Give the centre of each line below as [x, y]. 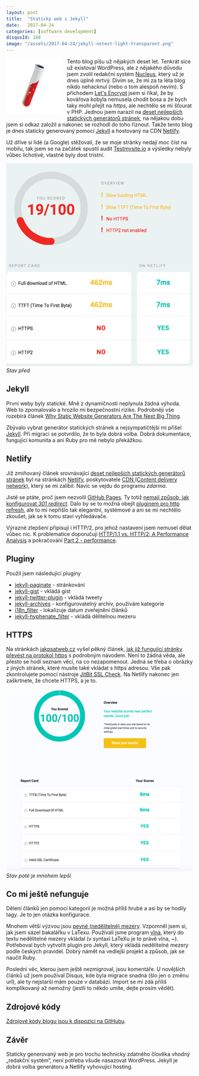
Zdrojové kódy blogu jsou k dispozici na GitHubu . [66, 1021]
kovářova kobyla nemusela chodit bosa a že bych [127, 99]
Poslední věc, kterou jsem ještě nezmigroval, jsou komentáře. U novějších [96, 969]
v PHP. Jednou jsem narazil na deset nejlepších [125, 112]
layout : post [22, 12]
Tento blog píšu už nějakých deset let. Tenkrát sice [129, 61]
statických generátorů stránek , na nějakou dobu [125, 118]
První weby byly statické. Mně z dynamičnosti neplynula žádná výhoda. [93, 403]
